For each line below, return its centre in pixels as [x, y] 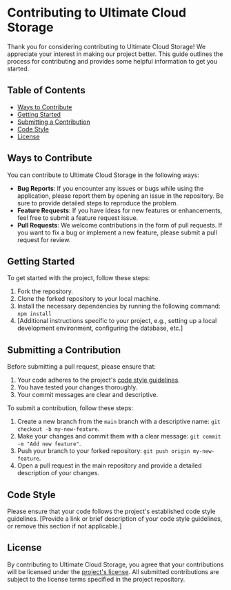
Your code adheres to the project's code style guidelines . [99, 380]
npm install [34, 314]
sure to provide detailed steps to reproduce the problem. [97, 203]
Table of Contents [47, 90]
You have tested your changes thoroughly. [77, 387]
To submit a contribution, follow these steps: [70, 408]
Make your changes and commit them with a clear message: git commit [119, 436]
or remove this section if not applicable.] [64, 526]
